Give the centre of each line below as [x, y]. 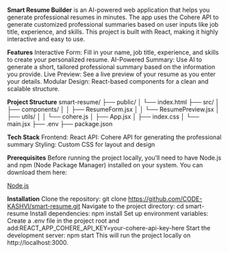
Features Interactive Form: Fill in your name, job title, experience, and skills [113, 52]
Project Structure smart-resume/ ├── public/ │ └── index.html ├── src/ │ [113, 102]
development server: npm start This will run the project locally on [99, 235]
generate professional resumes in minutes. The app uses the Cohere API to [113, 17]
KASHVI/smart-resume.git [44, 206]
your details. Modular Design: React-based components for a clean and [108, 81]
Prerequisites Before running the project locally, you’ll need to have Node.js [114, 158]
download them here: [37, 172]
